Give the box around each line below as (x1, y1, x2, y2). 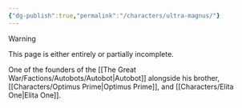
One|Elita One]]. (8, 90, 62, 100)
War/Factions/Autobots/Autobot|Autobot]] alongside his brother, (8, 73, 220, 82)
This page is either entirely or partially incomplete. (8, 49, 174, 58)
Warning (8, 34, 36, 43)
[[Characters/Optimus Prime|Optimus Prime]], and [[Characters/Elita (8, 82, 234, 91)
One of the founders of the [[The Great (8, 65, 136, 74)
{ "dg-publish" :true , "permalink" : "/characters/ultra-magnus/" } (8, 11, 220, 20)
